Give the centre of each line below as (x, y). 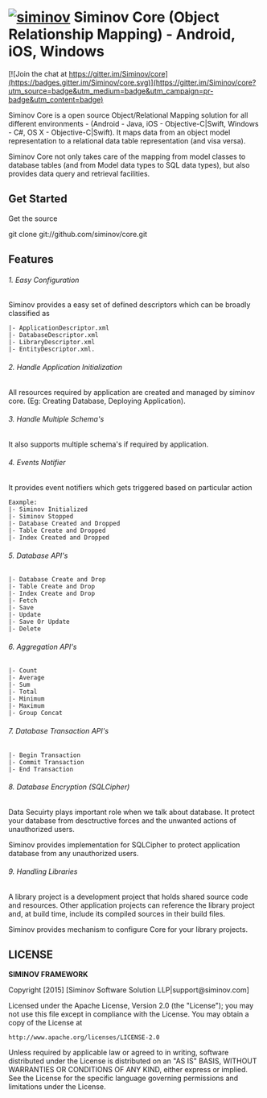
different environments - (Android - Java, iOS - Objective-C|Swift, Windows (133, 123)
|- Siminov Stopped (41, 516)
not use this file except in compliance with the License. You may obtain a (129, 1014)
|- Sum (19, 685)
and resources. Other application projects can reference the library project (131, 905)
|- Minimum (27, 699)
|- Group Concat (35, 713)
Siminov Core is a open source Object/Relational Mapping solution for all (128, 115)
